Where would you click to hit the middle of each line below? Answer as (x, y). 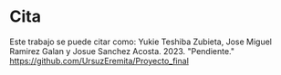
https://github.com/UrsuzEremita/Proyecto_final (99, 61)
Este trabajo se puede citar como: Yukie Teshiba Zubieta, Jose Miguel (140, 42)
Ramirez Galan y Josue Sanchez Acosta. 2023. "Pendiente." (122, 51)
